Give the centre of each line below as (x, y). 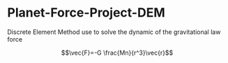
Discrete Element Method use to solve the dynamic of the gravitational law (114, 32)
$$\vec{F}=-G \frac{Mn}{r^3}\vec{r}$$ (117, 53)
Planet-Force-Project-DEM (86, 13)
